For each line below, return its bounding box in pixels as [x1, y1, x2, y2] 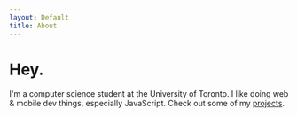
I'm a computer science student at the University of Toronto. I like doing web [9, 89, 289, 99]
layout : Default [9, 12, 69, 22]
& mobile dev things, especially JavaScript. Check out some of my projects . [9, 98, 285, 109]
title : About [9, 21, 58, 30]
